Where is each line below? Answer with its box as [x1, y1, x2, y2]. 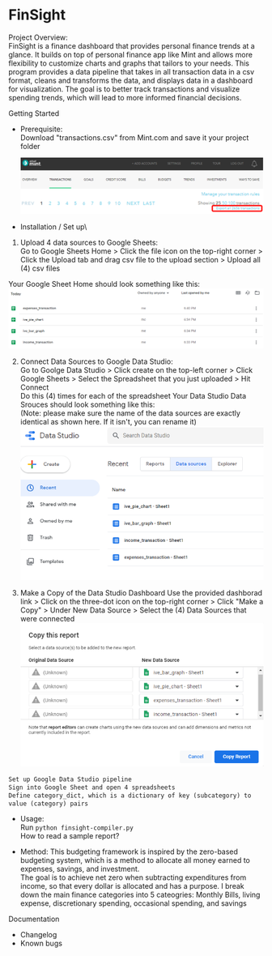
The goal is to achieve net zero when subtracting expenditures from [19, 873, 247, 882]
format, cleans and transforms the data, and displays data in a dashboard [8, 75, 253, 85]
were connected [19, 613, 75, 623]
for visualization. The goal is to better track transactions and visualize [8, 83, 240, 94]
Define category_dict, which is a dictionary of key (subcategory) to [8, 792, 252, 800]
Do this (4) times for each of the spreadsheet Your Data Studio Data [19, 391, 247, 400]
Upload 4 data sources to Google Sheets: [19, 237, 159, 248]
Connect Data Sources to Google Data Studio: [19, 356, 173, 366]
